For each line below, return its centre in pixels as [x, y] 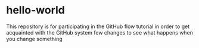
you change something [34, 39]
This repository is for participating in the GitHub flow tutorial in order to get [98, 26]
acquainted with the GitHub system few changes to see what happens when [100, 32]
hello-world [36, 10]
